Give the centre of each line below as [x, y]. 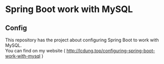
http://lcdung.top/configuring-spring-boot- [111, 51]
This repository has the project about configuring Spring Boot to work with [82, 40]
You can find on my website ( [35, 51]
